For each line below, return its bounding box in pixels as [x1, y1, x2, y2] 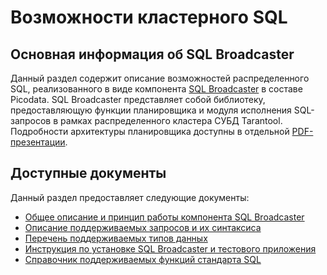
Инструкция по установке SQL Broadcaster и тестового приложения [24, 242, 317, 255]
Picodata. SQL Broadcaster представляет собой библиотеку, [10, 94, 266, 105]
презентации [10, 136, 66, 148]
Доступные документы [10, 165, 167, 182]
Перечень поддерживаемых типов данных [24, 232, 208, 244]
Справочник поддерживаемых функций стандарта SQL [24, 253, 262, 265]
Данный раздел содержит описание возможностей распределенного [10, 72, 310, 84]
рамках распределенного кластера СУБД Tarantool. [60, 115, 283, 126]
